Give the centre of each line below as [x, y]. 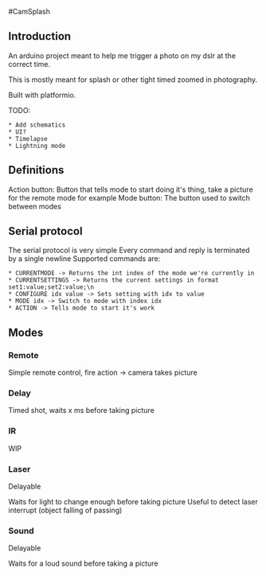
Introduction [40, 36]
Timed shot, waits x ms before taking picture [82, 411]
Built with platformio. [42, 95]
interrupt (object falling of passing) [65, 510]
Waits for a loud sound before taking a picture [83, 563]
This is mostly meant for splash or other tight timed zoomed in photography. [133, 80]
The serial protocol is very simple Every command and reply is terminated [129, 251]
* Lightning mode [37, 146]
